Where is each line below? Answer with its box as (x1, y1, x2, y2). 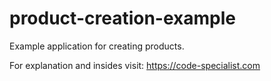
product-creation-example (9, 7, 236, 30)
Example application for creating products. (9, 40, 185, 52)
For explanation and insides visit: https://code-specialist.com (9, 59, 261, 71)
